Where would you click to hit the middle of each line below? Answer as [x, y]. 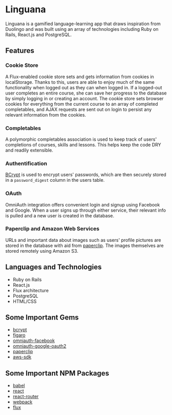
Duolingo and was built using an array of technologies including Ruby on [82, 29]
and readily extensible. [29, 150]
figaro [19, 335]
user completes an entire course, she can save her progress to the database [86, 93]
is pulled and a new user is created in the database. [60, 215]
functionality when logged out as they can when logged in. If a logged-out [84, 87]
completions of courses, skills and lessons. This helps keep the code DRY [83, 144]
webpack [22, 402]
